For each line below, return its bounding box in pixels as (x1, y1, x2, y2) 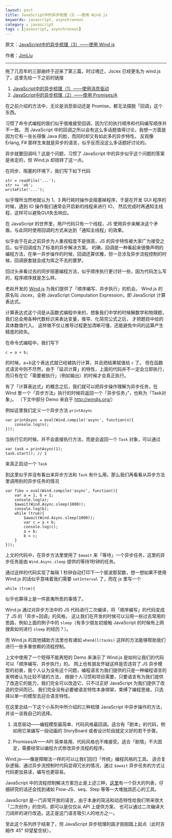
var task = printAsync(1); (5, 446, 63, 452)
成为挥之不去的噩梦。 (40, 257, 86, 264)
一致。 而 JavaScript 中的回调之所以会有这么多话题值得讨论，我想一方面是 (9, 127, 166, 133)
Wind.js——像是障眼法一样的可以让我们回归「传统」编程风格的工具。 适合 (5, 756, 161, 762)
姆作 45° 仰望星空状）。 (5, 827, 54, 834)
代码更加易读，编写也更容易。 (5, 769, 68, 775)
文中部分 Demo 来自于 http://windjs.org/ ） (26, 396, 116, 403)
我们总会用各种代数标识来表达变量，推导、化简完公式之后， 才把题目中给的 (5, 316, 164, 322)
